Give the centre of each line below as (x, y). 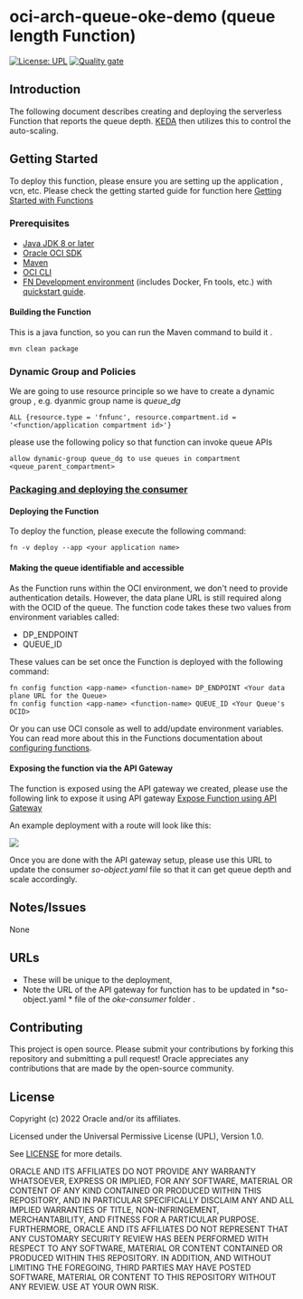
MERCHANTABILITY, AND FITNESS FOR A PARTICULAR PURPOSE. (134, 1219)
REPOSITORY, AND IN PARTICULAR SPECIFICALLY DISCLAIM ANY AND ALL (151, 1200)
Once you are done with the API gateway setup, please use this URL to (141, 860)
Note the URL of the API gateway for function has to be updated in (146, 989)
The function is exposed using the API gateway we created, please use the (148, 788)
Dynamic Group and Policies (73, 371)
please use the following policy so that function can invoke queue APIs (141, 442)
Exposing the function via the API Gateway (91, 768)
